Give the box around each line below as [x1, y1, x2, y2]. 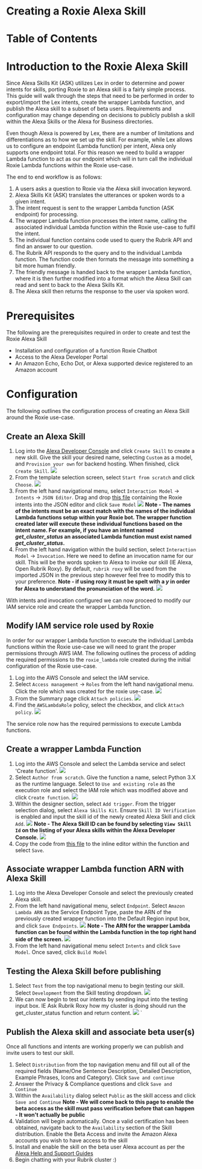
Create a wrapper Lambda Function [6, 744, 142, 754]
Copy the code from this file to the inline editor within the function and [14, 840, 190, 847]
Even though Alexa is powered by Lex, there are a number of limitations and [6, 130, 194, 137]
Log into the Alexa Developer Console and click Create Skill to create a [14, 447, 195, 454]
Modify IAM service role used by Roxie [6, 621, 154, 631]
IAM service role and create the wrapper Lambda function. [6, 603, 152, 610]
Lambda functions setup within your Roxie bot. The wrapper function [14, 514, 192, 520]
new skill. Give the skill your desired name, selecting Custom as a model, [14, 454, 193, 461]
